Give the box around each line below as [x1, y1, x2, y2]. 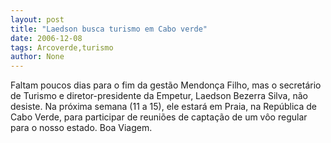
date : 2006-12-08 [10, 33, 83, 43]
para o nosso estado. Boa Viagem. [10, 122, 153, 134]
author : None [10, 52, 65, 62]
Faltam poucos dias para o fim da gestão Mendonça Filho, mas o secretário [10, 79, 322, 91]
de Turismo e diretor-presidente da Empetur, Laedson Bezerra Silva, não [10, 90, 308, 102]
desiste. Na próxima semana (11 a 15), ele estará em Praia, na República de [10, 101, 318, 113]
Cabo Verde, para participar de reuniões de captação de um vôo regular [10, 111, 308, 123]
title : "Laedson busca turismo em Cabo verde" [10, 24, 208, 34]
